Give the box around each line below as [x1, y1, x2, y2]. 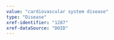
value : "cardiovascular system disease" [6, 8, 109, 15]
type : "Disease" [6, 14, 47, 20]
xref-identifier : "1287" [6, 19, 68, 25]
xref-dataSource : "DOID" [6, 25, 68, 31]
